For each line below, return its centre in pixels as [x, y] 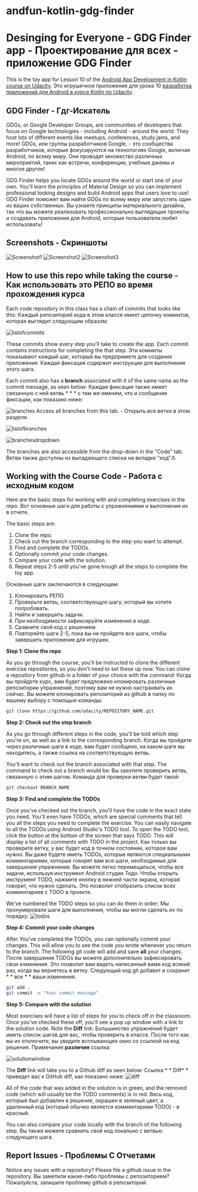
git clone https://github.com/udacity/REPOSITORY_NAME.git [80, 711]
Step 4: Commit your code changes [50, 928]
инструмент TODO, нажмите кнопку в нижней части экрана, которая [93, 880]
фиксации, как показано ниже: [45, 399]
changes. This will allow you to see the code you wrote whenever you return [99, 945]
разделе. [17, 417]
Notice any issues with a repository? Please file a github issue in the [88, 1170]
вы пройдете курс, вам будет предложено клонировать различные [91, 682]
